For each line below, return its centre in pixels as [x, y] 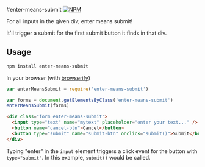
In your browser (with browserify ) [48, 78]
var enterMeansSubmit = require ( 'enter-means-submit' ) [77, 89]
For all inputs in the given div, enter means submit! [70, 21]
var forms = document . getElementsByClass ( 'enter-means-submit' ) [90, 100]
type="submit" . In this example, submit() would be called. [78, 157]
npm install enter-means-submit [47, 66]
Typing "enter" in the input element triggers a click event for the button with [102, 151]
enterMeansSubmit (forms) [38, 106]
